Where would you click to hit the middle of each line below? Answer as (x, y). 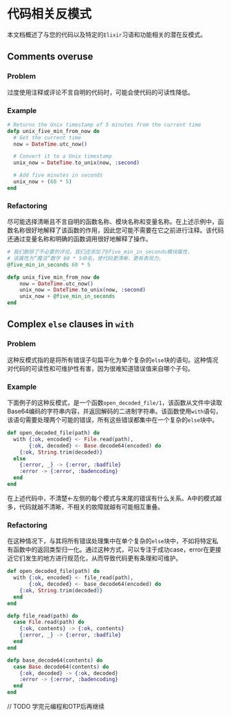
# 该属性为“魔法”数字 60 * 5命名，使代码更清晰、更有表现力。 (86, 258)
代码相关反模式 (49, 14)
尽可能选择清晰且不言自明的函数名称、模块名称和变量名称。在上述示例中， (112, 222)
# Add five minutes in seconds (58, 175)
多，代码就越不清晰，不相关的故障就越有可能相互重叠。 (85, 507)
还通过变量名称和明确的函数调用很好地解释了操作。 (79, 239)
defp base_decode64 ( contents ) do (55, 660)
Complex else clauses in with (70, 324)
